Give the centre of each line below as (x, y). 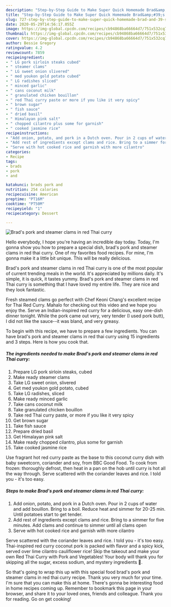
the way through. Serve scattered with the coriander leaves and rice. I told (83, 474)
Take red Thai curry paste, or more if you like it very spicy (73, 415)
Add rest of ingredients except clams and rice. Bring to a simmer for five (89, 520)
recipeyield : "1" (24, 209)
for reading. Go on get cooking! (39, 599)
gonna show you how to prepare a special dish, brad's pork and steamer (82, 247)
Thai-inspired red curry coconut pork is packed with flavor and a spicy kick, (85, 546)
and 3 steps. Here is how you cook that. (47, 342)
